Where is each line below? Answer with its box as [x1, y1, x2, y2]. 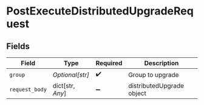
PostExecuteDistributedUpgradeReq [6, 4, 194, 18]
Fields [6, 41, 30, 51]
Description [144, 59, 179, 67]
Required [95, 59, 123, 67]
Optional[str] [52, 71, 90, 79]
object [128, 89, 147, 97]
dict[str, [52, 81, 75, 90]
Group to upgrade [128, 71, 179, 79]
